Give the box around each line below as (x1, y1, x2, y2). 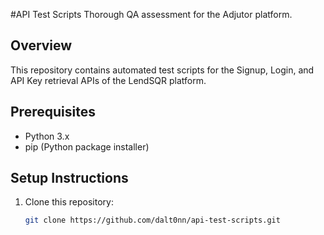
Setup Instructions (10, 170, 129, 187)
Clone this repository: (24, 196, 114, 208)
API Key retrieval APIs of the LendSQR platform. (10, 74, 207, 86)
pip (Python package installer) (24, 140, 150, 153)
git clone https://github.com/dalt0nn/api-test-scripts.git (24, 215, 281, 226)
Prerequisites (10, 104, 96, 121)
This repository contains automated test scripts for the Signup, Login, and (10, 64, 315, 76)
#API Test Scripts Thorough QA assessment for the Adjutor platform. (10, 9, 293, 20)
